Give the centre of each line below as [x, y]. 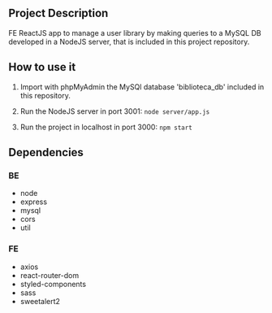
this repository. [45, 95]
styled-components [53, 284]
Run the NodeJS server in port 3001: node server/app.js [115, 111]
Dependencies [46, 152]
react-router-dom [50, 275]
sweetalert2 [40, 301]
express [33, 202]
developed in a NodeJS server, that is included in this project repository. [129, 41]
